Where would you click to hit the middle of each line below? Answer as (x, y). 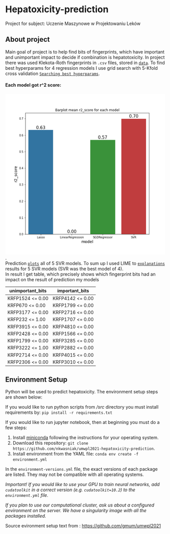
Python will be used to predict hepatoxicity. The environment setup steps (82, 392)
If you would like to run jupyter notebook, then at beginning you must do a (82, 422)
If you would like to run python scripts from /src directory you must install (82, 407)
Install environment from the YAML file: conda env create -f (75, 454)
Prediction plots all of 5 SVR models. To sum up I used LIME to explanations (85, 263)
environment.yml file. (27, 495)
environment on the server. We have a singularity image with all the (76, 511)
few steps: (16, 428)
